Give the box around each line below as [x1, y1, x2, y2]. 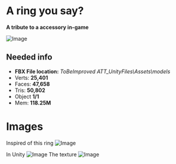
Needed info [6, 52, 53, 63]
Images [6, 120, 43, 133]
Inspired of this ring [6, 139, 54, 146]
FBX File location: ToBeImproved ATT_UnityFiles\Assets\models [14, 68, 171, 75]
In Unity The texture [6, 150, 77, 158]
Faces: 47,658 [14, 80, 50, 87]
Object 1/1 [14, 93, 40, 100]
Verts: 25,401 [14, 74, 48, 81]
